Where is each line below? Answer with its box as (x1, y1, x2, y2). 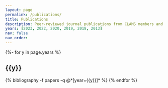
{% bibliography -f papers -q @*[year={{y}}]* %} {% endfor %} (5, 77, 138, 83)
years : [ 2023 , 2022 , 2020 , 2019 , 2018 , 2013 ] (5, 26, 103, 31)
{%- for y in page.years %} (5, 49, 61, 55)
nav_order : (5, 36, 28, 41)
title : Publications (5, 17, 49, 22)
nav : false (5, 31, 28, 36)
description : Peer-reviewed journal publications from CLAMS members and (5, 21, 163, 27)
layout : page (5, 7, 33, 13)
